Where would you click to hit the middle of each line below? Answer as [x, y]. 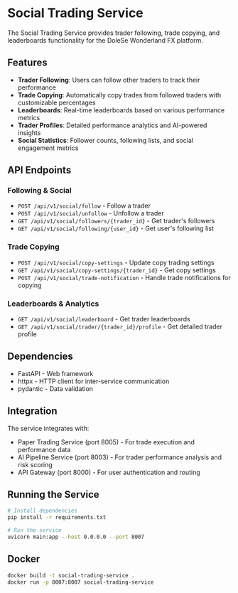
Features [27, 63]
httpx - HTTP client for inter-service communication [93, 381]
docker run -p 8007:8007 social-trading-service [81, 582]
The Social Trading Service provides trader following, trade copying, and [114, 33]
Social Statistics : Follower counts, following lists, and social [106, 140]
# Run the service [34, 530]
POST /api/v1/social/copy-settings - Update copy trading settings [116, 262]
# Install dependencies [43, 511]
